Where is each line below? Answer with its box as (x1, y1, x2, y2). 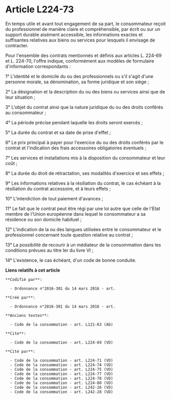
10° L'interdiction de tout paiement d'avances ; (5, 195, 103, 201)
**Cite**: (5, 331, 27, 336)
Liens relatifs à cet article (5, 267, 60, 273)
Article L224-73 (5, 4, 74, 15)
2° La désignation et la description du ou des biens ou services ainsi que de (5, 88, 165, 94)
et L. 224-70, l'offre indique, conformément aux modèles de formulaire (5, 58, 155, 64)
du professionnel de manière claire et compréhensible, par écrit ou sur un (5, 26, 160, 32)
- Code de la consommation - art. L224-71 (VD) (10, 358, 114, 363)
